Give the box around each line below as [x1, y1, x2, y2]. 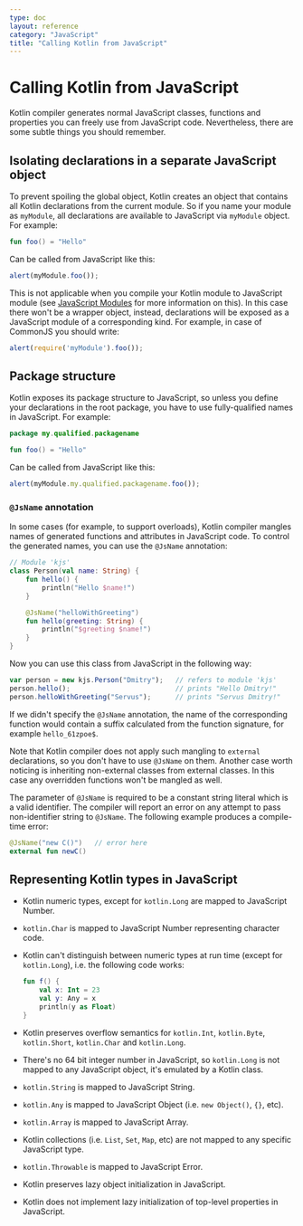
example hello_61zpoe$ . [9, 727, 99, 738]
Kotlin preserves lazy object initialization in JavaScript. [22, 1178, 226, 1190]
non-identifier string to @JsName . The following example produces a [9, 811, 258, 822]
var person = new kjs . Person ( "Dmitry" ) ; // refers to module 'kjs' [9, 676, 278, 685]
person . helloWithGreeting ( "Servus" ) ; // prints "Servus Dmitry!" [9, 692, 281, 701]
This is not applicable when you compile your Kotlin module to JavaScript [9, 287, 283, 299]
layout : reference [9, 22, 79, 31]
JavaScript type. [22, 1144, 84, 1155]
